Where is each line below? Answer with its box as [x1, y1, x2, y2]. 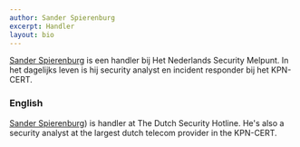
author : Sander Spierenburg [9, 13, 116, 23]
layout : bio [9, 30, 54, 39]
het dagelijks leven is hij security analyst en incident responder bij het [9, 64, 269, 75]
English [9, 97, 44, 110]
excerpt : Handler [9, 22, 75, 31]
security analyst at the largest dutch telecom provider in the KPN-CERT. [9, 127, 278, 138]
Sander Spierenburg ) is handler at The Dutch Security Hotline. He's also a [9, 117, 285, 128]
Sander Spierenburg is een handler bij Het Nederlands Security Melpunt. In [9, 55, 289, 66]
